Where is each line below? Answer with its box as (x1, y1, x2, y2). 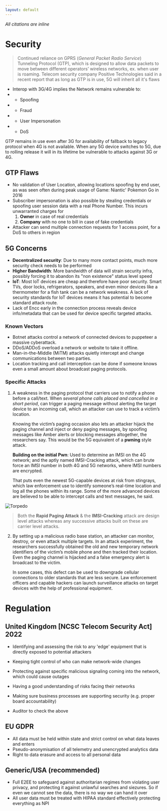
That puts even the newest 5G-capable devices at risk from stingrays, (12, 477, 156, 483)
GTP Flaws (5, 168, 39, 177)
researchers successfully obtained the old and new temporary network (12, 543, 159, 550)
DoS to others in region (12, 229, 60, 235)
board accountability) (12, 698, 57, 704)
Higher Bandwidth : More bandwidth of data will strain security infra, (12, 268, 154, 274)
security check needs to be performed (12, 263, 92, 269)
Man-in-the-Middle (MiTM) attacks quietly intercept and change (12, 350, 145, 356)
